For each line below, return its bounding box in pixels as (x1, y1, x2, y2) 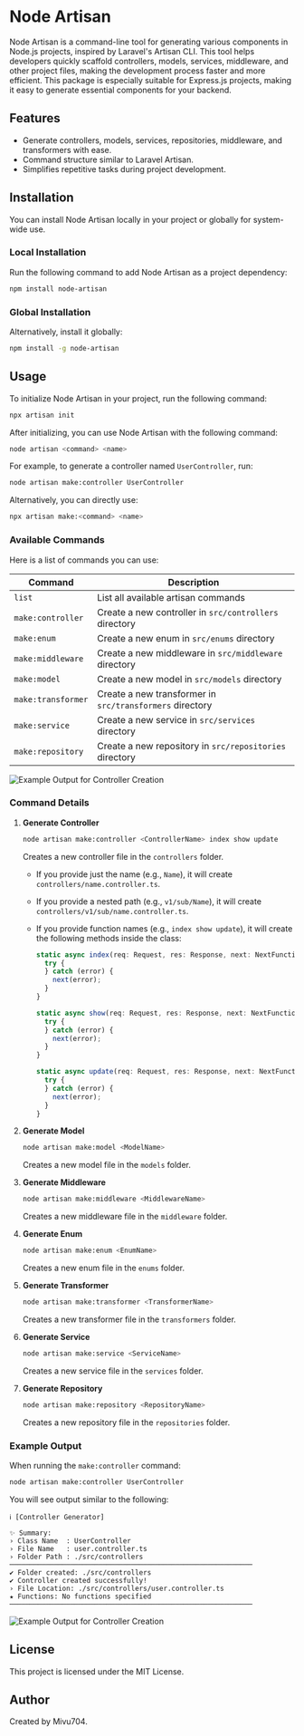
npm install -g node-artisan (9, 344, 119, 353)
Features (9, 111, 61, 126)
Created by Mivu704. (9, 1716, 88, 1727)
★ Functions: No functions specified (9, 1592, 152, 1601)
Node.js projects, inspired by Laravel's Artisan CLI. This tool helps (9, 45, 255, 56)
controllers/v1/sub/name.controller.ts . (35, 905, 189, 916)
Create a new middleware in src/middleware (96, 646, 283, 659)
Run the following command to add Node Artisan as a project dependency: (9, 266, 288, 277)
